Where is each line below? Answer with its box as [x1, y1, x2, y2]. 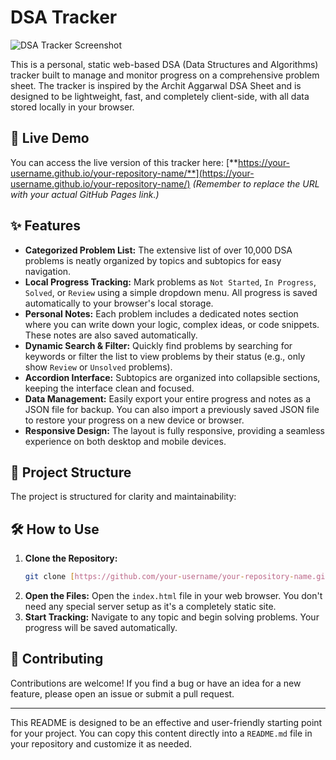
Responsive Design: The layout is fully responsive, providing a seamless [24, 424, 325, 436]
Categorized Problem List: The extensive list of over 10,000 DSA [24, 244, 293, 256]
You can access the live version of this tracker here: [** [10, 156, 239, 168]
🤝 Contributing [10, 651, 104, 668]
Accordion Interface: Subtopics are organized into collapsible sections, [24, 371, 321, 383]
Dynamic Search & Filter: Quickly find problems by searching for [24, 339, 293, 351]
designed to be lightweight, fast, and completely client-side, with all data [10, 90, 310, 102]
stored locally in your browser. [10, 101, 135, 113]
